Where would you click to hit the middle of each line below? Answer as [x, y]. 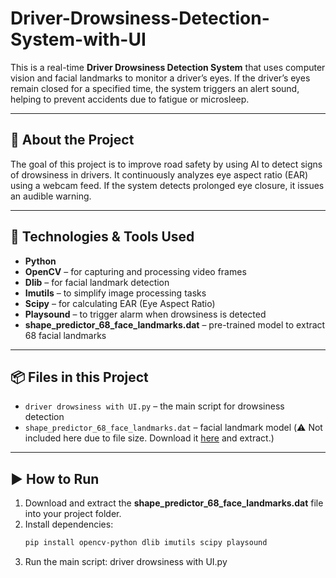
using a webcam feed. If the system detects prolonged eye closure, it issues [167, 185]
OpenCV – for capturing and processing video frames [135, 271]
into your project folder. [73, 514]
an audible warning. [51, 196]
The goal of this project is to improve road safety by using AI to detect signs [166, 164]
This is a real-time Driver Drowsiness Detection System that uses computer [168, 67]
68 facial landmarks [65, 335]
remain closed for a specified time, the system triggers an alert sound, [155, 88]
